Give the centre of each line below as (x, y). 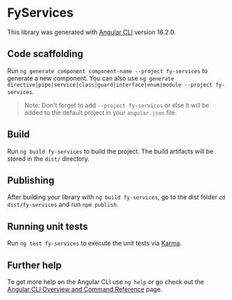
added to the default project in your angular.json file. (100, 112)
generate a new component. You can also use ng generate (91, 78)
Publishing (31, 180)
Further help (35, 265)
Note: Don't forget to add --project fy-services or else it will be (117, 105)
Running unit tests (48, 227)
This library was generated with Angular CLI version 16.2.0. (91, 32)
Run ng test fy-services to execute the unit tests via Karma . (94, 243)
